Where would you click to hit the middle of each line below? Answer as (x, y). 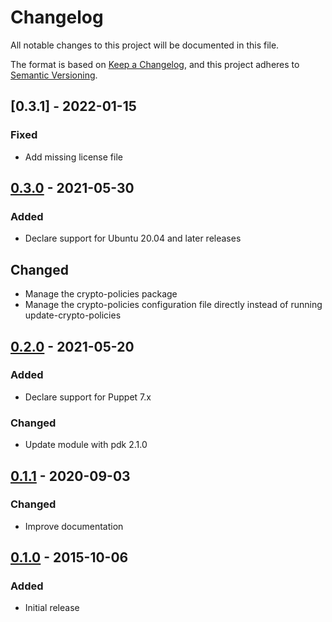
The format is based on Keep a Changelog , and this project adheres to (155, 64)
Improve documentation (74, 526)
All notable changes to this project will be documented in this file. (145, 45)
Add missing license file (73, 157)
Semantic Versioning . (54, 75)
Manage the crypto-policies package (101, 294)
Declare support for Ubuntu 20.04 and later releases (133, 238)
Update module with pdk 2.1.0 (86, 445)
